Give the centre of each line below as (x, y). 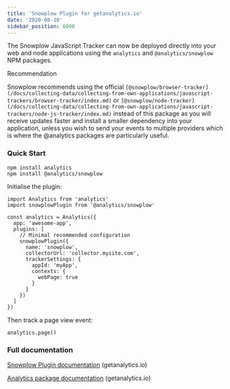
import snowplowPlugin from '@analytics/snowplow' (81, 205)
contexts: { (49, 271)
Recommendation (32, 74)
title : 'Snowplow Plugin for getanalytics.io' (75, 13)
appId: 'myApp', (55, 265)
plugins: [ (29, 229)
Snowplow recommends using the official (66, 87)
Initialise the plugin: (35, 186)
